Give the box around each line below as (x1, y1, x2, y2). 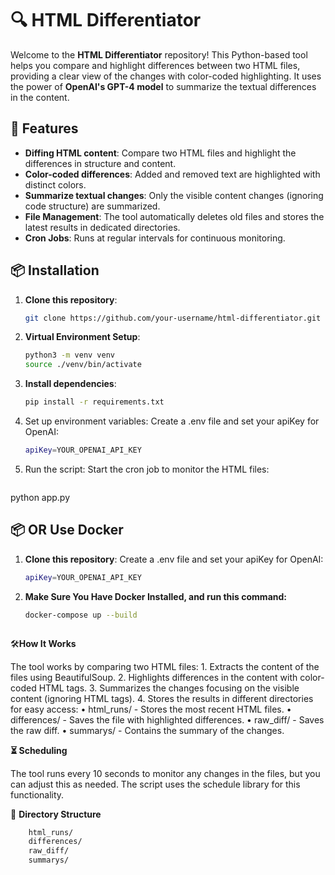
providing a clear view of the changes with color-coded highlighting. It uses (10, 70, 322, 82)
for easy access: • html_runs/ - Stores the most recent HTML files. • (10, 703, 292, 715)
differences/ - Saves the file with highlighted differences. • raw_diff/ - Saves (10, 713, 325, 726)
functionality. (10, 788, 65, 801)
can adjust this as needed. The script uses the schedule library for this (10, 778, 301, 790)
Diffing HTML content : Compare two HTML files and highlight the (24, 147, 297, 159)
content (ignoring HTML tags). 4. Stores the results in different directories (10, 692, 314, 704)
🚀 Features (10, 120, 79, 137)
